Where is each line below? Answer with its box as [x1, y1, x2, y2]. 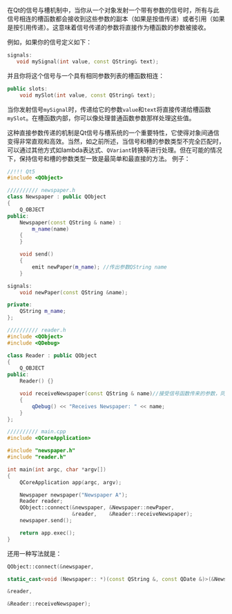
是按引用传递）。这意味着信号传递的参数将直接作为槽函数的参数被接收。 [7, 23, 210, 31]
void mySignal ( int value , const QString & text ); [16, 58, 159, 65]
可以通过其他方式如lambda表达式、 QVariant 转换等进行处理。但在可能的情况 [7, 146, 222, 154]
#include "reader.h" [7, 454, 67, 461]
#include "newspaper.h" [7, 448, 76, 454]
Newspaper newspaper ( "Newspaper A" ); [19, 491, 128, 499]
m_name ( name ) [32, 225, 70, 233]
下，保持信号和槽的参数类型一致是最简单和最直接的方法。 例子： [7, 154, 191, 162]
